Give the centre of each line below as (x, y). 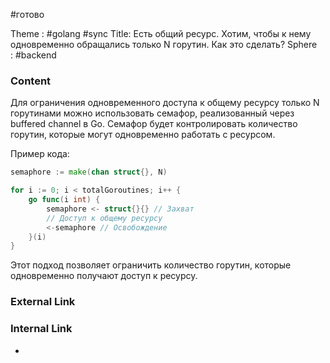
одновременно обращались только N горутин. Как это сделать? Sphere (164, 44)
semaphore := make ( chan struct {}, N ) (89, 172)
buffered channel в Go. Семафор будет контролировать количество (154, 124)
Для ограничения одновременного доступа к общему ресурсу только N (165, 103)
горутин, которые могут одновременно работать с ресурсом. (143, 135)
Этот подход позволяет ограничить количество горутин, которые (151, 265)
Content (31, 81)
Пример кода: (40, 154)
